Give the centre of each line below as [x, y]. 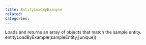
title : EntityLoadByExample [34, 9]
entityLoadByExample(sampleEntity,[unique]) [51, 37]
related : [14, 14]
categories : [17, 18]
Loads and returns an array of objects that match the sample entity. [73, 32]
